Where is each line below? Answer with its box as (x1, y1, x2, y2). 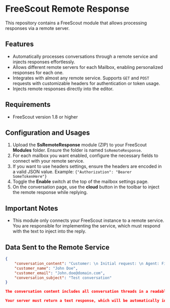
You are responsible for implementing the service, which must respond (12, 223, 160, 229)
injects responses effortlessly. (12, 59, 75, 65)
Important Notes (5, 204, 58, 213)
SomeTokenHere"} (12, 174, 47, 179)
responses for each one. (12, 69, 64, 75)
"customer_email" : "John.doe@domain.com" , (14, 271, 105, 276)
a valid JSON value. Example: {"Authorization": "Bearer (12, 169, 132, 175)
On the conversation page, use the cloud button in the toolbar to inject (12, 184, 160, 190)
